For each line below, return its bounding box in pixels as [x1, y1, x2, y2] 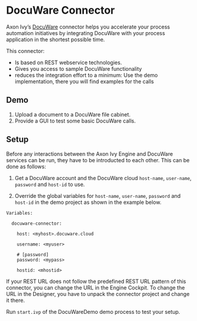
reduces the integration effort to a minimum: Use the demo [14, 71, 158, 78]
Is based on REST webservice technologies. [14, 59, 122, 66]
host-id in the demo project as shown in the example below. [14, 199, 162, 206]
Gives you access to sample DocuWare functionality [14, 65, 142, 72]
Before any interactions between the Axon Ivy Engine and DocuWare [6, 150, 173, 158]
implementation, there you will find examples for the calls [14, 78, 154, 85]
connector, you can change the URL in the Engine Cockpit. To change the [6, 284, 185, 291]
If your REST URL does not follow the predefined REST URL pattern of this [6, 278, 186, 285]
